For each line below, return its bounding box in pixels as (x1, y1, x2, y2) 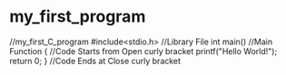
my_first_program (9, 6, 146, 27)
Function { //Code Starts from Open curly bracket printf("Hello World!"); (9, 45, 278, 56)
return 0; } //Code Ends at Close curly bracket (9, 55, 182, 66)
